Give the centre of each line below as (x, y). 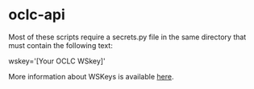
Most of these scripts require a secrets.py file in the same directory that (127, 37)
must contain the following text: (60, 45)
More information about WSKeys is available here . (91, 76)
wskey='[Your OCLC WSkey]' (57, 61)
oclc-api (37, 15)
